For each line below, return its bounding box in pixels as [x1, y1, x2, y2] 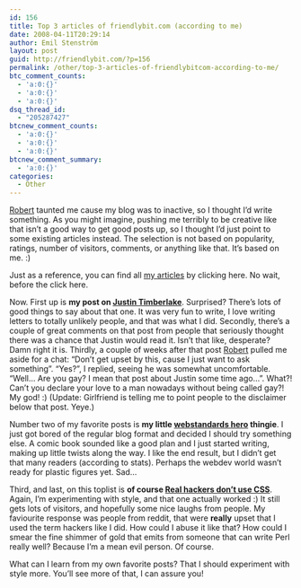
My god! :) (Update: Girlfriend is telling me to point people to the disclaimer [9, 392, 288, 403]
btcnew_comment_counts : [9, 122, 99, 131]
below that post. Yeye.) [9, 401, 95, 413]
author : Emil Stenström [9, 38, 99, 48]
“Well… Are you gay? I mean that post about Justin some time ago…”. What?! [9, 373, 293, 384]
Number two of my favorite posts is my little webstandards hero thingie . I [9, 419, 284, 430]
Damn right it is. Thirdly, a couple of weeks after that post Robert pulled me [9, 345, 288, 355]
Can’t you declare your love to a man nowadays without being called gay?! [9, 382, 285, 393]
